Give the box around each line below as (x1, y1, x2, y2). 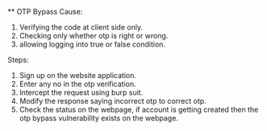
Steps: (7, 55, 29, 64)
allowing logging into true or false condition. (19, 39, 166, 49)
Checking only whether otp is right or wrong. (19, 31, 169, 40)
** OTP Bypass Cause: (7, 7, 83, 16)
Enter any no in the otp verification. (19, 80, 136, 88)
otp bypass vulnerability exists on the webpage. (19, 113, 179, 123)
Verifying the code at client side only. (19, 23, 143, 31)
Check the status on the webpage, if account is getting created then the (19, 104, 259, 114)
